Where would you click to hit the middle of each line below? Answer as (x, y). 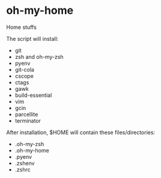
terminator (28, 120)
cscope (24, 76)
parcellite (26, 114)
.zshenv (25, 163)
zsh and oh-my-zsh (39, 57)
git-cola (25, 69)
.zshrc (23, 170)
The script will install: (32, 38)
